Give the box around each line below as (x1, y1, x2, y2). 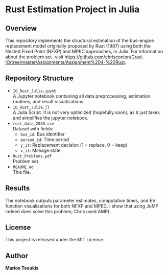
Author (5, 251, 28, 260)
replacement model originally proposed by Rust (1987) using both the (5, 43, 151, 49)
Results (5, 184, 30, 193)
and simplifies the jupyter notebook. (12, 114, 89, 121)
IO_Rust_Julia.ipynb (12, 88, 57, 94)
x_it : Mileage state (20, 147, 61, 153)
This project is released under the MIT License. (5, 237, 105, 243)
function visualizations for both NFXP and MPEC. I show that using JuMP (5, 203, 159, 209)
